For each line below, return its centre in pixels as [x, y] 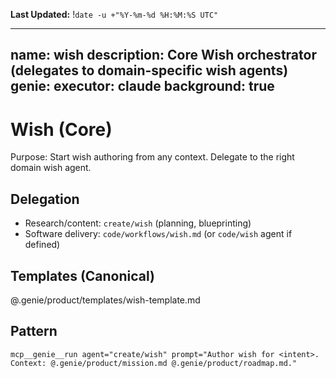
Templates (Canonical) [82, 275]
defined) [42, 245]
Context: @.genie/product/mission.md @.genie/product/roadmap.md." [154, 363]
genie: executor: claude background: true [142, 86]
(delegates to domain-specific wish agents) [149, 70]
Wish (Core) [61, 129]
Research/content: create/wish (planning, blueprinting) [138, 223]
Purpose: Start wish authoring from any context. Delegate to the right [152, 157]
